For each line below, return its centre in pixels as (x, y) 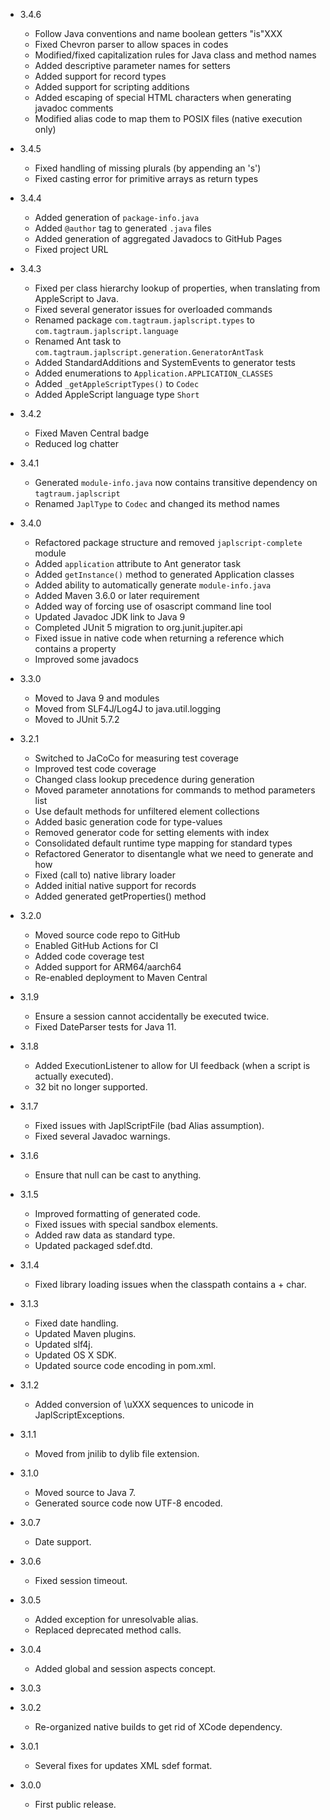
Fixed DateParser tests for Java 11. (105, 1027)
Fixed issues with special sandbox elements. (126, 1224)
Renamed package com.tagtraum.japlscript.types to (144, 320)
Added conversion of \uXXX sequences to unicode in (144, 1404)
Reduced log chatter (76, 443)
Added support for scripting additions (112, 87)
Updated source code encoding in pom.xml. (125, 1365)
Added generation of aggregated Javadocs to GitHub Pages (158, 238)
